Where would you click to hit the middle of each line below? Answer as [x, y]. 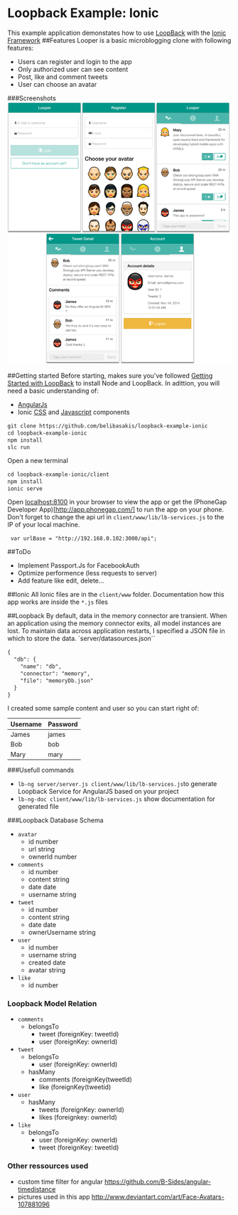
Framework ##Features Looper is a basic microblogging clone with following [119, 40]
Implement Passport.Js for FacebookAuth [79, 566]
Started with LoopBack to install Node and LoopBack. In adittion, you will [114, 383]
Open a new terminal [38, 461]
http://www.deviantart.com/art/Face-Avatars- [158, 1197]
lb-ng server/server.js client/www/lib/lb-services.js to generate [117, 784]
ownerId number [53, 857]
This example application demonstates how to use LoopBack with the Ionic [117, 33]
